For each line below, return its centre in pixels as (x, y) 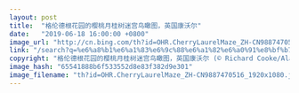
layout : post (33, 17)
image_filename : (39, 75)
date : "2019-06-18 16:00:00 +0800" (79, 34)
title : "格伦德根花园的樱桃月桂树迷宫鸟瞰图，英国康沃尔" (105, 26)
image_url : (29, 42)
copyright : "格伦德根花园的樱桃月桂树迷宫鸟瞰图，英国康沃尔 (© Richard (131, 58)
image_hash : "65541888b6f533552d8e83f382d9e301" (101, 67)
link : (19, 50)
